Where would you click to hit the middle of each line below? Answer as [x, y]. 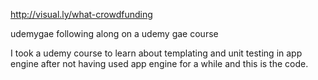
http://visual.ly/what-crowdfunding [81, 14]
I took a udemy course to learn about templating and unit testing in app [156, 53]
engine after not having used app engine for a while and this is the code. [159, 63]
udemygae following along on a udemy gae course [114, 33]
